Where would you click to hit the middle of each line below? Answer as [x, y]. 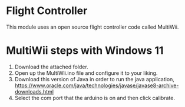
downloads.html [34, 91]
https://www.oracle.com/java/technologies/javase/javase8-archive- [97, 85]
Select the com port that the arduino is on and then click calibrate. [95, 98]
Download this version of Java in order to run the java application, [95, 79]
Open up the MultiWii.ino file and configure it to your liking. [86, 73]
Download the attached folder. [51, 67]
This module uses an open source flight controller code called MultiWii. [92, 27]
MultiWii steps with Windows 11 [85, 51]
